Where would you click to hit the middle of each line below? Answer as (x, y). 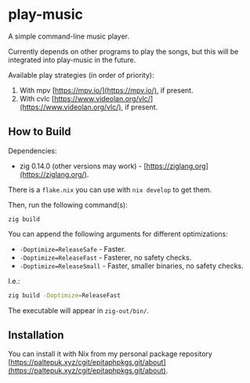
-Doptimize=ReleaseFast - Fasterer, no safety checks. (105, 257)
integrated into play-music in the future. (72, 60)
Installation (36, 335)
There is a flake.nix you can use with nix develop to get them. (110, 190)
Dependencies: (33, 150)
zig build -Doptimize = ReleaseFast (65, 295)
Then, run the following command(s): (68, 204)
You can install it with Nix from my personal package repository (111, 354)
